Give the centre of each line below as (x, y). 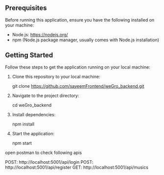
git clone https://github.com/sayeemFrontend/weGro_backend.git (78, 86)
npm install (23, 124)
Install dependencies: (34, 114)
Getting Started (29, 55)
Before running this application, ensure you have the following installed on (80, 20)
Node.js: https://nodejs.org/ (40, 34)
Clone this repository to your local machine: (56, 76)
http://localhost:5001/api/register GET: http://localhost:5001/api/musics (77, 167)
